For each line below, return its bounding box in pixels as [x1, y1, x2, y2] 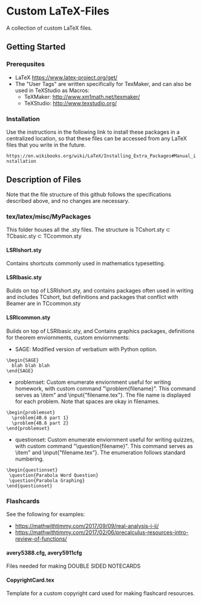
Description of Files [6, 174, 82, 185]
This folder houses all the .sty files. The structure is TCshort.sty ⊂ [6, 226, 171, 234]
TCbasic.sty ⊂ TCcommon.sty [6, 232, 82, 240]
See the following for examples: [6, 510, 85, 518]
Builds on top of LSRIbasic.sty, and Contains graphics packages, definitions [6, 327, 195, 334]
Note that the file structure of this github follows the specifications [6, 191, 171, 198]
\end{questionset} [6, 483, 53, 489]
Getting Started [6, 42, 66, 52]
